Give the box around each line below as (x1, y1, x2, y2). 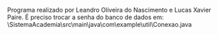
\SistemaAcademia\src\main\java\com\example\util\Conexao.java (7, 21, 192, 28)
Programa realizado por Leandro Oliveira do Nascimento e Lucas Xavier (7, 6, 212, 14)
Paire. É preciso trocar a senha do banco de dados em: (7, 13, 164, 21)
